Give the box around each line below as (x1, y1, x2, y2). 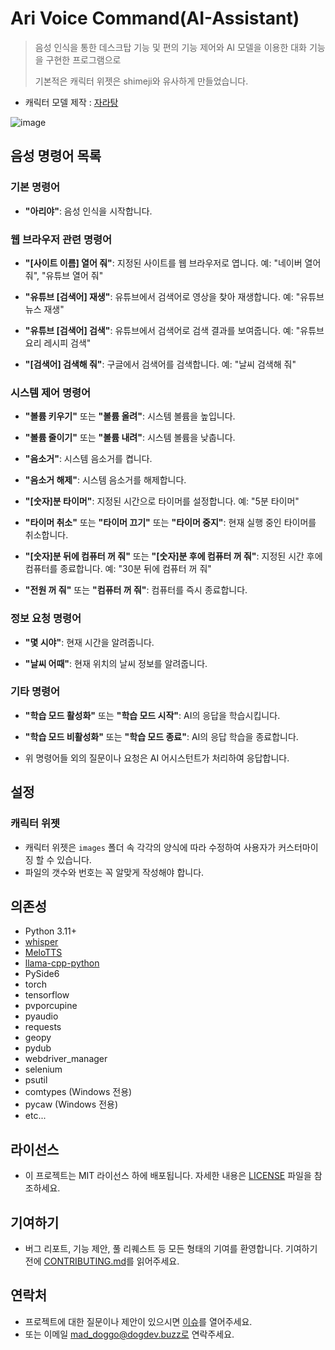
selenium (24, 1063, 63, 1076)
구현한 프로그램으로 (45, 53, 122, 66)
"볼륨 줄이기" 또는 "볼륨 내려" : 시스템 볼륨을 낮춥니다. (24, 432, 236, 444)
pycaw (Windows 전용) (24, 1098, 119, 1111)
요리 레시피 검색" (24, 337, 92, 349)
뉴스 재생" (24, 303, 65, 315)
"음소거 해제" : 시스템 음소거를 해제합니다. (24, 474, 187, 486)
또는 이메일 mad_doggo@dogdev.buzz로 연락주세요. (24, 1328, 235, 1340)
